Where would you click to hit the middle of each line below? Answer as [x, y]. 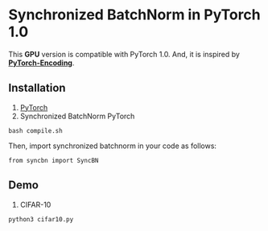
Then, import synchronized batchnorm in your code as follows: [113, 146]
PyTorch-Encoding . [41, 63]
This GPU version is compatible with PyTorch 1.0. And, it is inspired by [124, 54]
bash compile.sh [35, 130]
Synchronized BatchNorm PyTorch [77, 116]
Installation [37, 88]
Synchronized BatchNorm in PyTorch [134, 15]
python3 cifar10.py [41, 219]
